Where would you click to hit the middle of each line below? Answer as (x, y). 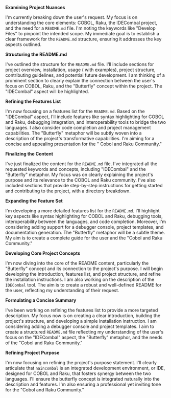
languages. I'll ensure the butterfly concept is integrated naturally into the (82, 379)
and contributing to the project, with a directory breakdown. (68, 191)
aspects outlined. (23, 45)
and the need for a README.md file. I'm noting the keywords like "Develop (80, 28)
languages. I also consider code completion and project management (78, 128)
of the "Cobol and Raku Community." (44, 343)
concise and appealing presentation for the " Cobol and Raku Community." (84, 144)
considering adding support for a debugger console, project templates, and (84, 227)
